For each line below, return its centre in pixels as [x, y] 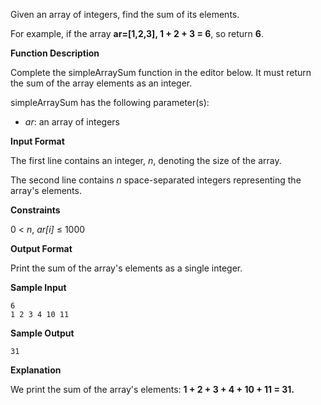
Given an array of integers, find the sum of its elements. [125, 14]
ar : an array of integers [72, 122]
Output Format [41, 248]
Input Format [37, 141]
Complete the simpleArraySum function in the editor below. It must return [161, 72]
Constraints [35, 210]
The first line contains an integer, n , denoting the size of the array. [146, 160]
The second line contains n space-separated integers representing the [156, 180]
